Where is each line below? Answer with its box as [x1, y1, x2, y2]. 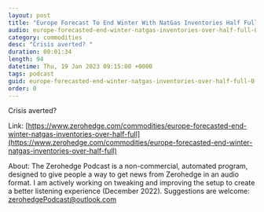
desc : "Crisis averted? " [8, 41, 93, 49]
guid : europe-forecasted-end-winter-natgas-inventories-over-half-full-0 [8, 77, 255, 85]
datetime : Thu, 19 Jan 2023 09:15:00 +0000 [8, 63, 153, 71]
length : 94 [8, 56, 44, 64]
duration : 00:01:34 [8, 48, 72, 56]
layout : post [8, 11, 51, 20]
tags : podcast [8, 70, 55, 78]
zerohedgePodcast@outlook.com [8, 195, 117, 204]
